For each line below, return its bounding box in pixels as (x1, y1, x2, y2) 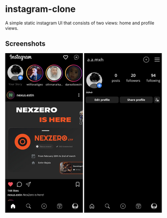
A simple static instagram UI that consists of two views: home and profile (5, 20, 155, 26)
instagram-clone (5, 3, 76, 15)
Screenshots (5, 40, 46, 48)
